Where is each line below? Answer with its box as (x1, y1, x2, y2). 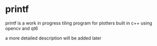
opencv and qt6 (5, 25, 38, 31)
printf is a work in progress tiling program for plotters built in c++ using (5, 20, 152, 26)
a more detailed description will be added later (5, 35, 102, 41)
